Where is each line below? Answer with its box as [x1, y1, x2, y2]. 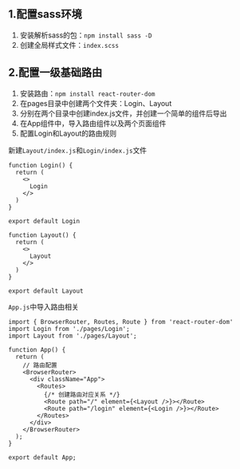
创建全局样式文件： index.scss [19, 40, 120, 49]
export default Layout [8, 286, 84, 295]
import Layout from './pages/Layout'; [8, 332, 137, 340]
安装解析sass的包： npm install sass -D [19, 30, 152, 40]
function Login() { [8, 161, 73, 169]
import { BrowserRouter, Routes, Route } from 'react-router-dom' [8, 317, 234, 325]
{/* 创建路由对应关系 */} [43, 390, 120, 399]
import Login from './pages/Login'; [8, 325, 130, 333]
